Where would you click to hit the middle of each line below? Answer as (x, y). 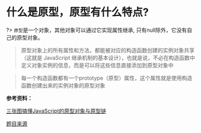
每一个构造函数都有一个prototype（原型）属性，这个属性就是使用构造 (107, 78)
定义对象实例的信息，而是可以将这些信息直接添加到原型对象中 (97, 65)
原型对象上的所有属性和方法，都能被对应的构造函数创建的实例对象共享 (108, 50)
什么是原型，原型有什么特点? (77, 12)
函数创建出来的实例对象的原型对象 (63, 85)
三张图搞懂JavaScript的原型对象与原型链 (56, 111)
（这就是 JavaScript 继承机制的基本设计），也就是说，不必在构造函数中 (108, 58)
